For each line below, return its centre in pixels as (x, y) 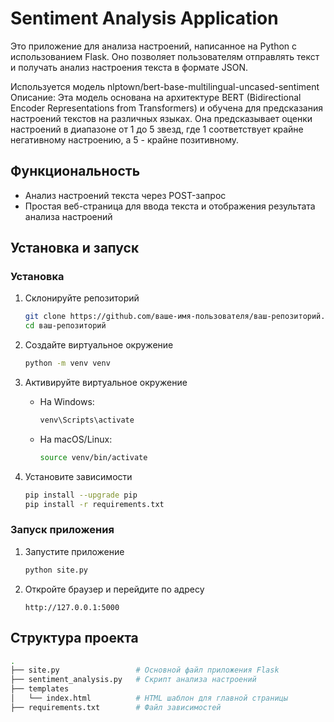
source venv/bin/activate (93, 457)
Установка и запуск (75, 248)
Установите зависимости (78, 476)
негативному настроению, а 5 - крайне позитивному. (124, 139)
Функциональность (75, 171)
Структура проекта (74, 638)
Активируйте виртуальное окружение (106, 383)
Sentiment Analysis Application (144, 18)
